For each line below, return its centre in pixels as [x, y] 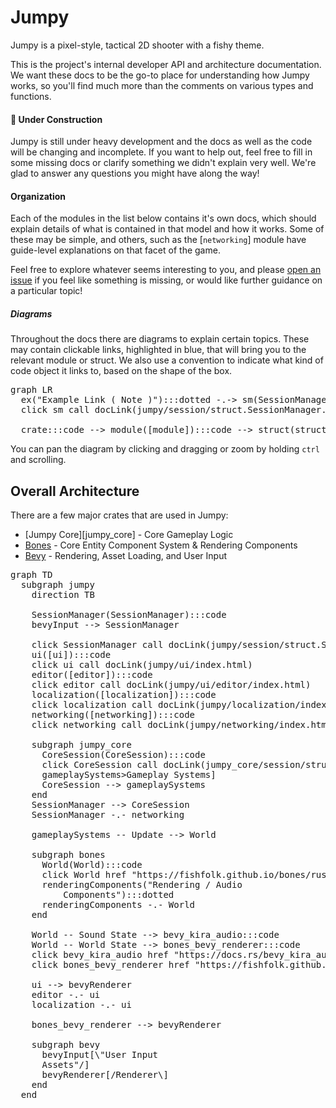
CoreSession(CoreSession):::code [123, 755]
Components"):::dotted [119, 895]
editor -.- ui [66, 995]
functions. [31, 96]
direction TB [63, 595]
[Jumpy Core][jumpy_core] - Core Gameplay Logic [129, 535]
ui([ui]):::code [71, 655]
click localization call [92, 705]
